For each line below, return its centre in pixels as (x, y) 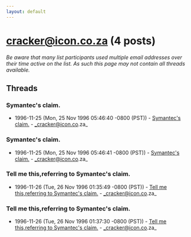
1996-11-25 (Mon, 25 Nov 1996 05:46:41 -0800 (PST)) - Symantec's (97, 152)
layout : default (26, 12)
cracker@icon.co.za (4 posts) (81, 40)
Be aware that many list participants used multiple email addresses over (94, 57)
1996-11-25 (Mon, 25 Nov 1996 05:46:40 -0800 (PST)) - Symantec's (98, 118)
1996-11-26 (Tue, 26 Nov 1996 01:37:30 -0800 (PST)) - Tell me (90, 222)
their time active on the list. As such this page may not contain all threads (96, 63)
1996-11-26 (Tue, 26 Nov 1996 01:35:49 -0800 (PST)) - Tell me (90, 187)
